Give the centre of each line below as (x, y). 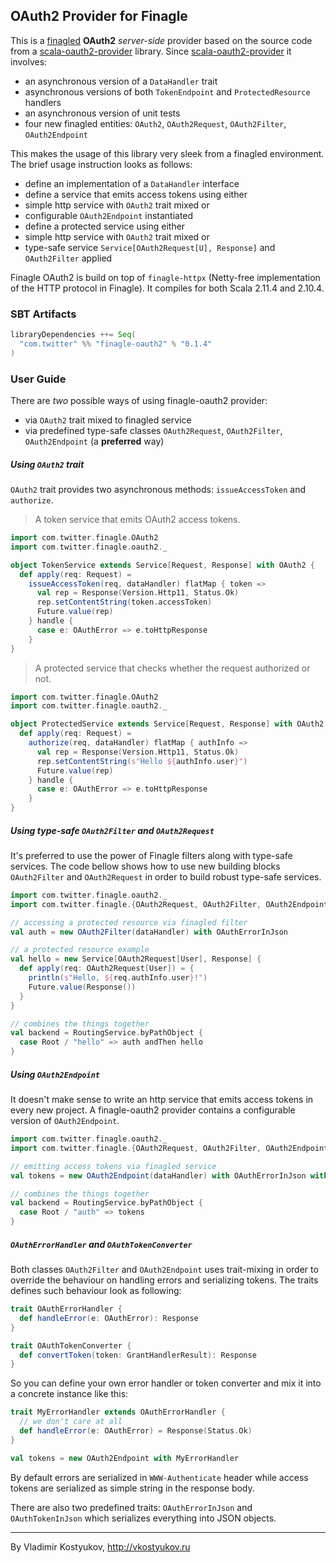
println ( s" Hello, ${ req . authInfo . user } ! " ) (118, 978)
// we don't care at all (71, 1422)
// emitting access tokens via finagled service (113, 1166)
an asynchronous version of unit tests (102, 113)
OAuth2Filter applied (68, 258)
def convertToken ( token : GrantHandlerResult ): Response (138, 1355)
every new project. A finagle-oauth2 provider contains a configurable (153, 1110)
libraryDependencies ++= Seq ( (73, 335)
